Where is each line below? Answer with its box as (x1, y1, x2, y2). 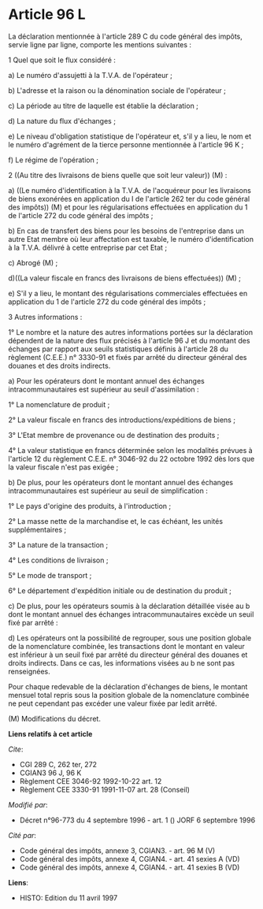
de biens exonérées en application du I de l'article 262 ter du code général (8, 194, 250, 203)
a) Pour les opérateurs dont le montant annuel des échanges (8, 376, 205, 385)
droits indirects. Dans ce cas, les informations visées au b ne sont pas (8, 658, 235, 667)
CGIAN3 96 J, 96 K (19, 768, 82, 777)
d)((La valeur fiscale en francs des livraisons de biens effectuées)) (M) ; (8, 273, 242, 283)
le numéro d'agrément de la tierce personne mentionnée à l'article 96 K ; (8, 139, 244, 149)
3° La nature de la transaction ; (8, 540, 109, 549)
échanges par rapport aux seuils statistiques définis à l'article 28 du (8, 344, 228, 354)
